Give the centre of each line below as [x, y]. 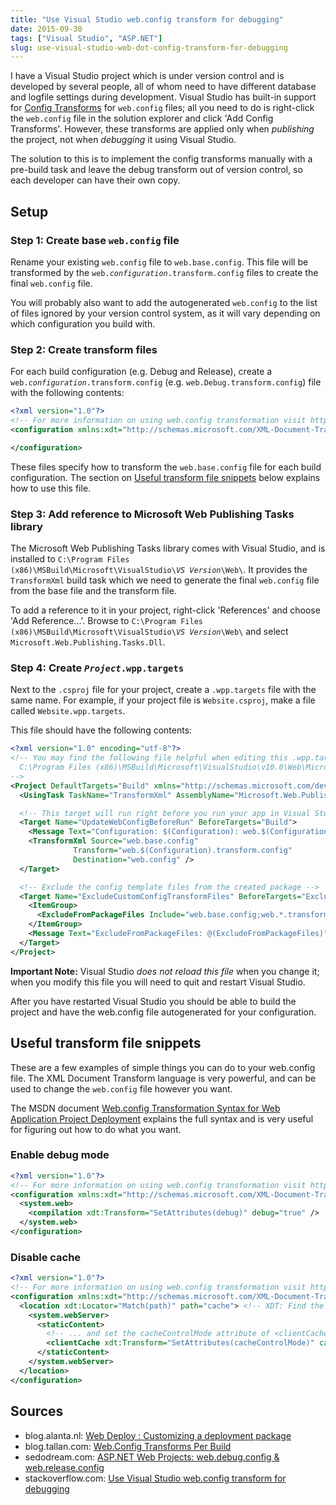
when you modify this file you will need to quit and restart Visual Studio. [158, 982]
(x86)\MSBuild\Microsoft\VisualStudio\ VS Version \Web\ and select [149, 632]
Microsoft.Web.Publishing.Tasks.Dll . [88, 642]
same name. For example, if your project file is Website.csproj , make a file [163, 700]
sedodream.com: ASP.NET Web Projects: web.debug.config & [152, 1457]
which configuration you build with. [83, 323]
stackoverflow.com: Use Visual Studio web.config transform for [155, 1478]
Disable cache [46, 1257]
